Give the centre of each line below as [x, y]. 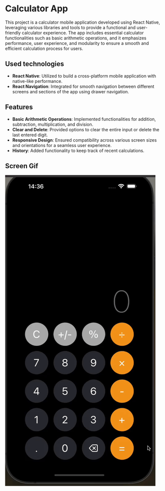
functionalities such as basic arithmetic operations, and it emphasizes [76, 38]
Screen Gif [22, 166]
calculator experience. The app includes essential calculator [83, 33]
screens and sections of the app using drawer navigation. [71, 91]
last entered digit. [30, 135]
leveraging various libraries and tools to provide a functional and [70, 27]
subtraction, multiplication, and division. [53, 124]
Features [19, 107]
